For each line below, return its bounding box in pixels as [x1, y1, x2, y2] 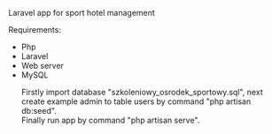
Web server [20, 61, 64, 71]
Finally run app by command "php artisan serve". [20, 115, 200, 125]
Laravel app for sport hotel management [8, 8, 156, 18]
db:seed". [20, 106, 57, 115]
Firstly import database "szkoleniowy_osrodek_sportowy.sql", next [20, 87, 263, 97]
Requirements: [8, 25, 61, 34]
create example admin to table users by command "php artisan [20, 96, 252, 107]
